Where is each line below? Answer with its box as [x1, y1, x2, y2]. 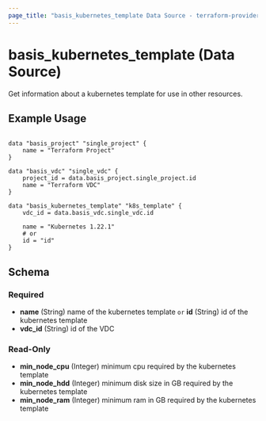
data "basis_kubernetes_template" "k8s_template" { [8, 202, 182, 210]
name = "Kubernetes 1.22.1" [22, 223, 115, 231]
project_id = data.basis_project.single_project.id [22, 174, 196, 182]
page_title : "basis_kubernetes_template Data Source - [8, 11, 193, 20]
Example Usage [8, 112, 87, 125]
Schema [8, 265, 50, 278]
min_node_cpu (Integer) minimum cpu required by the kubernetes [19, 362, 236, 371]
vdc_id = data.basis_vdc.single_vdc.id [22, 209, 154, 217]
